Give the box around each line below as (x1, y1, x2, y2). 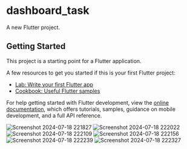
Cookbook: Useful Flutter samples (15, 87, 100, 94)
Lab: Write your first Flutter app (15, 81, 94, 88)
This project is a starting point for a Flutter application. (6, 57, 142, 64)
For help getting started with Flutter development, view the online (6, 99, 169, 106)
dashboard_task (6, 4, 90, 18)
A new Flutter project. (6, 24, 61, 31)
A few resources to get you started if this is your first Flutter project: (6, 69, 176, 76)
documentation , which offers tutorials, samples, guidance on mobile (6, 105, 176, 113)
